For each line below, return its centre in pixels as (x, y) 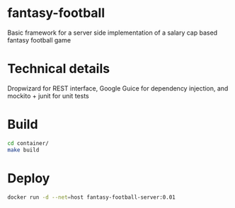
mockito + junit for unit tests (48, 96)
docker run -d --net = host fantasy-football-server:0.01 (91, 197)
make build (23, 150)
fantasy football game (39, 40)
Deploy (29, 178)
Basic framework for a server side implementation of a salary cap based (113, 33)
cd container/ (28, 143)
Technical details (59, 69)
